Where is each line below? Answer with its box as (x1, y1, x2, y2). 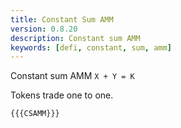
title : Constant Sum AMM (10, 14, 114, 25)
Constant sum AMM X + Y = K (10, 70, 135, 82)
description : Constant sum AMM (10, 33, 141, 43)
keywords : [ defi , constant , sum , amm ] (10, 42, 172, 53)
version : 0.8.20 (10, 24, 78, 34)
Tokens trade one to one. (10, 89, 114, 101)
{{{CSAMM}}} (10, 109, 60, 119)
